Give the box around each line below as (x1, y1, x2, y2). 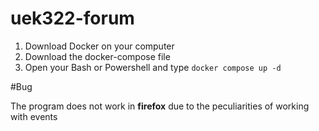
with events (10, 110, 58, 122)
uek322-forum (10, 7, 135, 30)
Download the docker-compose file (24, 50, 171, 62)
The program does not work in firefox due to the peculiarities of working (10, 100, 310, 112)
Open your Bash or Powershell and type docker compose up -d (24, 61, 282, 73)
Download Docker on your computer (24, 40, 175, 52)
